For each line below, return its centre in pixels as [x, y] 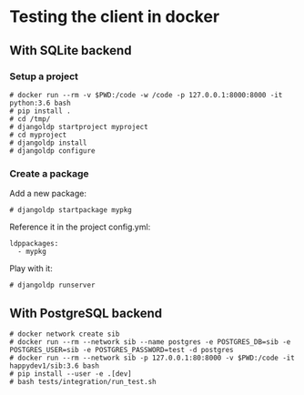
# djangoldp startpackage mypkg [71, 210]
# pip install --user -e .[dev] [71, 374]
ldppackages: [34, 244]
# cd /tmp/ [30, 119]
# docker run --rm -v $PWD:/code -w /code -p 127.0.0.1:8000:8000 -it [146, 95]
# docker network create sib [65, 334]
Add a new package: [48, 194]
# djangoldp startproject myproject [79, 127]
